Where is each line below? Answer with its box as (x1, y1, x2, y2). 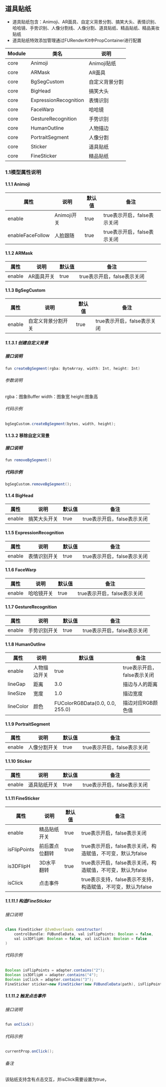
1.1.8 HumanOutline (5, 641, 46, 647)
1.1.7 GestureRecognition (5, 604, 57, 610)
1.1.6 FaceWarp (5, 567, 37, 573)
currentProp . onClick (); (5, 1049, 54, 1054)
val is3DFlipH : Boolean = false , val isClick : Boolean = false (14, 937, 147, 942)
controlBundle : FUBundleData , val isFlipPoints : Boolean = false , (14, 932, 154, 937)
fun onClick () (5, 1022, 35, 1027)
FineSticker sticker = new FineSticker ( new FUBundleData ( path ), (5, 982, 136, 987)
